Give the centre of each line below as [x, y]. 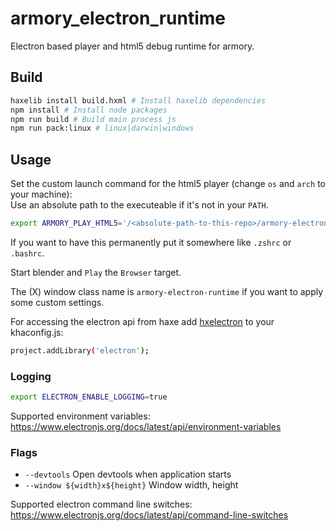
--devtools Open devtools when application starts [128, 474]
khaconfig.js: [37, 332]
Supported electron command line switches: [101, 504]
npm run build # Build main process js [93, 119]
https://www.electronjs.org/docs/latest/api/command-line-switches [149, 515]
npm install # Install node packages [89, 110]
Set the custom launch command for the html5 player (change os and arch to [168, 184]
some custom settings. [57, 302]
